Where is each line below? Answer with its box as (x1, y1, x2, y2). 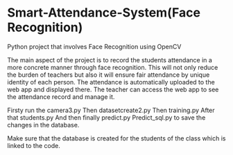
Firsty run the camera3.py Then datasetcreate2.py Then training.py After (7, 106, 215, 114)
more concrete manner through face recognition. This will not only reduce (7, 63, 218, 71)
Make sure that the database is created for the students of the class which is (7, 134, 226, 143)
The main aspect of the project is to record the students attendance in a (7, 55, 213, 64)
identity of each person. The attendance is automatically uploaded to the (7, 77, 215, 86)
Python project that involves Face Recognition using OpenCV (7, 42, 182, 51)
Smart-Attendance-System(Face (7, 5, 201, 21)
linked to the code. (7, 141, 60, 149)
